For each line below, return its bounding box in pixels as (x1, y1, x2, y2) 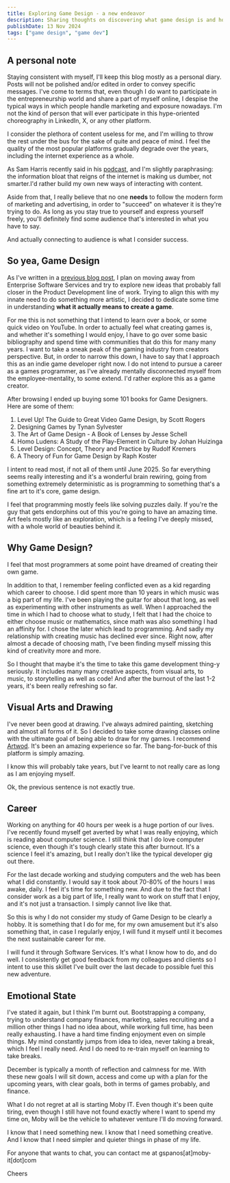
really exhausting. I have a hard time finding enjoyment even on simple (7, 1030, 206, 1038)
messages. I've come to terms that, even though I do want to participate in (7, 87, 217, 96)
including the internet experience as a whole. (7, 152, 135, 160)
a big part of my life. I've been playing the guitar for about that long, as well (7, 595, 219, 604)
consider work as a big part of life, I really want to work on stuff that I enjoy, (7, 893, 220, 901)
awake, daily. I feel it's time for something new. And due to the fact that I (7, 885, 211, 893)
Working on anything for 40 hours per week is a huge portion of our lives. (7, 821, 214, 829)
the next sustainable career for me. (7, 935, 106, 944)
